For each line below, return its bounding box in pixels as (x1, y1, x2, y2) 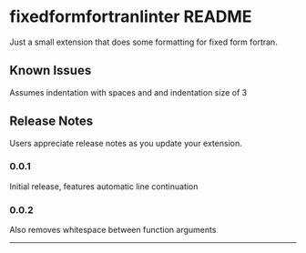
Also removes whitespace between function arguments (9, 225, 217, 236)
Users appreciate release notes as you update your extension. (9, 137, 243, 148)
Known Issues (9, 63, 92, 78)
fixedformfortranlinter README (9, 6, 252, 27)
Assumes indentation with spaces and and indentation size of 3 (9, 86, 248, 97)
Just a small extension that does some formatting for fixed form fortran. (9, 36, 278, 47)
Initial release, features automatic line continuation (9, 180, 199, 192)
